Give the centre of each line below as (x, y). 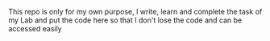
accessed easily (35, 29)
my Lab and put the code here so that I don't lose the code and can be (125, 20)
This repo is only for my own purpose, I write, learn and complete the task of (135, 12)
